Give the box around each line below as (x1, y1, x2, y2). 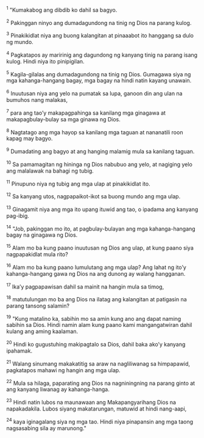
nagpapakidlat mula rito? (6, 250, 68, 258)
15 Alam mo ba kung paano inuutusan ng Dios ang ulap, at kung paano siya (6, 243, 194, 251)
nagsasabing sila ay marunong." (6, 424, 87, 432)
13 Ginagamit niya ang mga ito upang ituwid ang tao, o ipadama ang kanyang (6, 204, 199, 213)
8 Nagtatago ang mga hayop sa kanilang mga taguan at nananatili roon (6, 127, 183, 136)
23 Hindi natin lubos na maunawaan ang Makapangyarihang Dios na (6, 398, 177, 406)
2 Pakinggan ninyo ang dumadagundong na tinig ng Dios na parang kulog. (6, 18, 192, 26)
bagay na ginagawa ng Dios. (6, 231, 78, 239)
